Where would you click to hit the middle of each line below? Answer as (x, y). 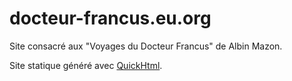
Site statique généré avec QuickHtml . (86, 65)
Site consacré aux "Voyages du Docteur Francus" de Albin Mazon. (146, 46)
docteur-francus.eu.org (110, 18)
